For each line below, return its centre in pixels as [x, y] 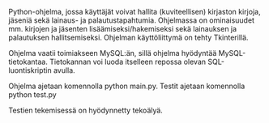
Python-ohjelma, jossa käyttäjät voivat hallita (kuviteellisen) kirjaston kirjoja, [134, 12]
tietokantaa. [28, 61]
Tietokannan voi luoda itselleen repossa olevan [128, 61]
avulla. [64, 70]
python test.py [32, 95]
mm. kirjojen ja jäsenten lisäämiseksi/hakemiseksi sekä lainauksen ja [123, 29]
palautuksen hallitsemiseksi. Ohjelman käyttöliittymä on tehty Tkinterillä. [128, 37]
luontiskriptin [30, 70]
